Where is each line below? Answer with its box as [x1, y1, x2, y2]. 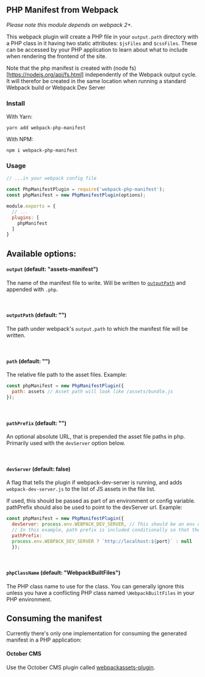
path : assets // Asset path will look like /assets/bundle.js [12, 388, 173, 395]
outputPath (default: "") [6, 311, 67, 319]
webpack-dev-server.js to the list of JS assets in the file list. [6, 486, 156, 493]
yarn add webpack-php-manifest [6, 125, 86, 131]
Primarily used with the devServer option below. [6, 440, 126, 447]
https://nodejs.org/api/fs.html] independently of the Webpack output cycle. [8, 70, 197, 78]
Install [6, 99, 26, 108]
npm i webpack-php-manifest [6, 147, 78, 154]
